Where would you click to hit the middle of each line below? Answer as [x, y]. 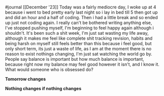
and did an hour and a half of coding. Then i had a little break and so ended [82, 17]
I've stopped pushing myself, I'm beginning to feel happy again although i [80, 28]
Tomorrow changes [25, 79]
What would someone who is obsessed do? [49, 70]
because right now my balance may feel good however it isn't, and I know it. [82, 64]
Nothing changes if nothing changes [43, 88]
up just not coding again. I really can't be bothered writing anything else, [79, 23]
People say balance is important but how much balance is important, [75, 59]
